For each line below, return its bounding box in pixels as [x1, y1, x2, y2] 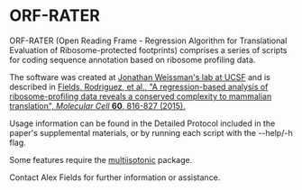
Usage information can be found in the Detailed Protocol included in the [9, 118, 276, 129]
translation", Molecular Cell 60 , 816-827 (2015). [9, 100, 187, 111]
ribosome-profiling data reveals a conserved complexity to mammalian [9, 91, 272, 102]
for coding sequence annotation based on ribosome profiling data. [9, 54, 256, 65]
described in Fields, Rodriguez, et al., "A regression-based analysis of [9, 81, 269, 92]
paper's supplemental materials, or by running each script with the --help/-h [9, 127, 293, 138]
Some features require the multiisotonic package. [9, 154, 193, 165]
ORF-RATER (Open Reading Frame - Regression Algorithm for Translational [9, 35, 288, 46]
